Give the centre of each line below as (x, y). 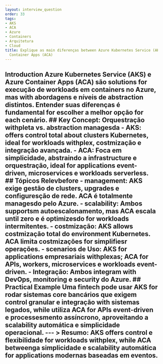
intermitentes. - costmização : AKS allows (69, 226)
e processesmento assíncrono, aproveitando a (77, 317)
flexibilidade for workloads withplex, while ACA (78, 340)
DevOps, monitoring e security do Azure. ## (73, 279)
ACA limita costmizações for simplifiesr (66, 241)
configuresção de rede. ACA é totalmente (69, 196)
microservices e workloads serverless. (89, 173)
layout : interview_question (33, 9)
